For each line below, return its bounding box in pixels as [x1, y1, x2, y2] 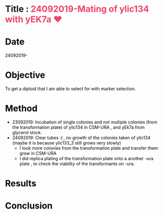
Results [5, 178, 37, 189]
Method [5, 103, 38, 114]
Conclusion [5, 200, 53, 212]
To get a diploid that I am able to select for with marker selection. [5, 86, 136, 92]
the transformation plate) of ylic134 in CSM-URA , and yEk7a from [12, 124, 145, 130]
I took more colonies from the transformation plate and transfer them [19, 145, 158, 151]
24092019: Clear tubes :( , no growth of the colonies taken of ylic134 [12, 135, 151, 141]
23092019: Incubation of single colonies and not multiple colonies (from [12, 119, 158, 125]
